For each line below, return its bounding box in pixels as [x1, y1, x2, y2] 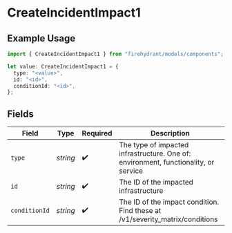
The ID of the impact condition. [119, 197, 220, 207]
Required [81, 129, 113, 138]
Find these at [119, 206, 162, 216]
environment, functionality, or [119, 158, 215, 167]
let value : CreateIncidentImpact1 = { [7, 63, 119, 70]
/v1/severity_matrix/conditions [119, 214, 218, 224]
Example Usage [7, 32, 76, 44]
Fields [7, 108, 35, 120]
